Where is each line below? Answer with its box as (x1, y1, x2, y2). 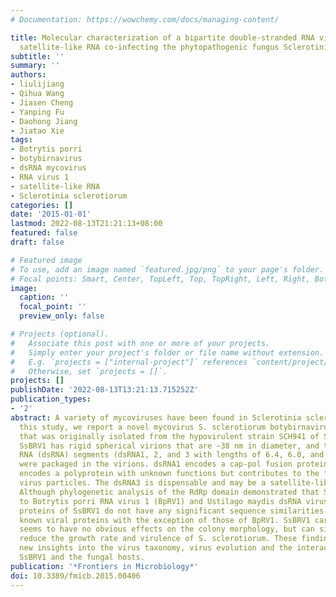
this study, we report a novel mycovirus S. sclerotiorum (19, 422, 267, 432)
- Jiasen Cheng (10, 97, 74, 108)
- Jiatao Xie (10, 126, 65, 136)
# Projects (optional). (10, 329, 110, 339)
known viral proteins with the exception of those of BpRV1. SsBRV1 (19, 515, 311, 525)
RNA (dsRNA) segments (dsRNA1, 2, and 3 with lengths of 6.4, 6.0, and (19, 450, 325, 460)
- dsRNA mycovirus (10, 163, 87, 173)
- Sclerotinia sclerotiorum (10, 191, 128, 201)
